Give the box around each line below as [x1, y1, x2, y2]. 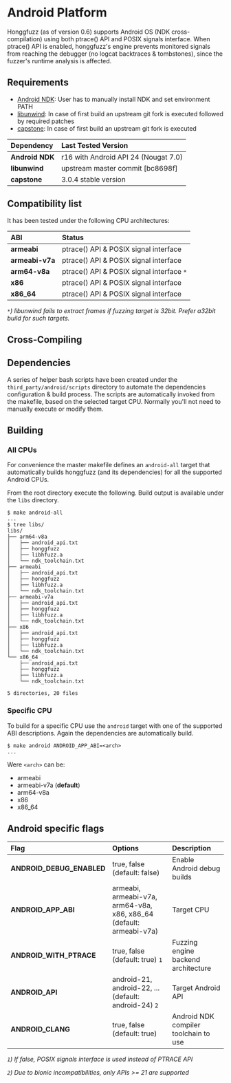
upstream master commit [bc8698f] [60, 163, 178, 173]
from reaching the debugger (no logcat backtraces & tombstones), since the [7, 50, 223, 58]
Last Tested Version [60, 140, 129, 150]
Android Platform [7, 5, 107, 21]
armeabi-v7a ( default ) [16, 781, 80, 789]
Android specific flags [7, 823, 104, 835]
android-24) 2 [112, 1000, 159, 1009]
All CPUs [7, 445, 37, 455]
